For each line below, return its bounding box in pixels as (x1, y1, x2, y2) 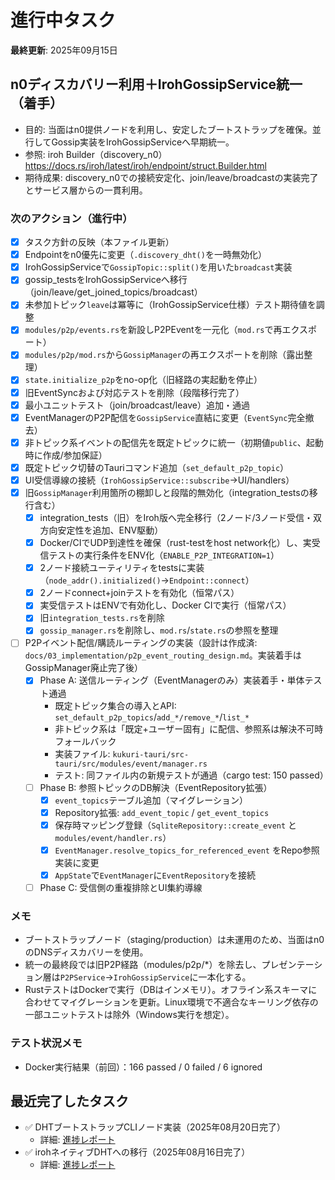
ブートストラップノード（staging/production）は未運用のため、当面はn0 (24, 934, 325, 946)
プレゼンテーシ (261, 959, 323, 971)
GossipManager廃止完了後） (24, 662, 144, 674)
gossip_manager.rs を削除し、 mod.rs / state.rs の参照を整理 (39, 624, 279, 636)
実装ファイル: (54, 747, 111, 760)
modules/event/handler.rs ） (54, 831, 172, 843)
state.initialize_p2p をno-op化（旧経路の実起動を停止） (24, 374, 263, 386)
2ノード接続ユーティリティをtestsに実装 (39, 562, 205, 574)
